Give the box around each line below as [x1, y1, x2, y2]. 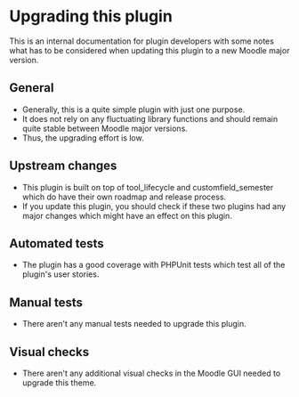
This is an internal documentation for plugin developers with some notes [9, 36, 274, 46]
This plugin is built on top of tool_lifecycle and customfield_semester [21, 182, 274, 192]
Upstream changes [9, 158, 117, 174]
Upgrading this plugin [9, 6, 174, 27]
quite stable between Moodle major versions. [21, 123, 189, 134]
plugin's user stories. [21, 269, 100, 280]
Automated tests [9, 236, 104, 251]
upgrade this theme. [21, 377, 97, 388]
